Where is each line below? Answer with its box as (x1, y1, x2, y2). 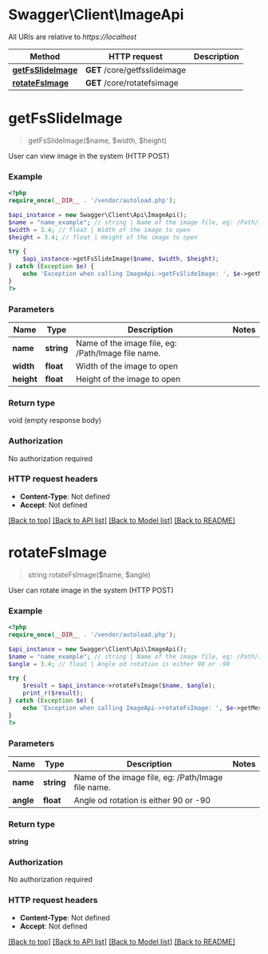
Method (30, 50, 61, 61)
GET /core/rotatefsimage (85, 77, 179, 89)
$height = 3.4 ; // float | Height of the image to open (8, 233, 198, 241)
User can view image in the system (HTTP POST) (8, 151, 170, 160)
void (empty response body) (8, 416, 102, 425)
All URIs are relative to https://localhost (8, 32, 137, 41)
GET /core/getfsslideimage (85, 64, 187, 75)
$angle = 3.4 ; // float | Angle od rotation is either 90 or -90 (8, 660, 230, 668)
